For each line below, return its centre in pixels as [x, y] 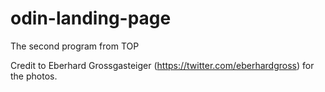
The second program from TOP [75, 46]
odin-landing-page [91, 18]
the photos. [34, 76]
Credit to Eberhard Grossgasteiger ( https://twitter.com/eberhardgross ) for [162, 65]
